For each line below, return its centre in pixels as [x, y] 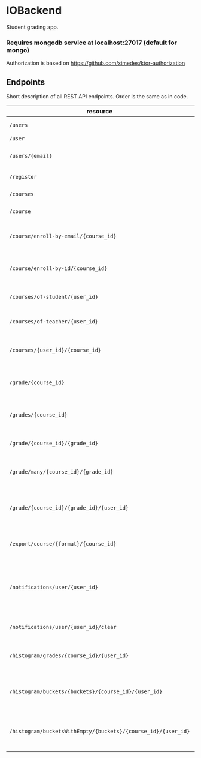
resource [100, 112]
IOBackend [34, 11]
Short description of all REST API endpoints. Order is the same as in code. [97, 97]
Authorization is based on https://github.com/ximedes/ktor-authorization [96, 63]
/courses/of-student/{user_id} [54, 297]
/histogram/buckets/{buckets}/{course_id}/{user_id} [86, 692]
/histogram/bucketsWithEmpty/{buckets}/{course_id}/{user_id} [100, 732]
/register [23, 177]
